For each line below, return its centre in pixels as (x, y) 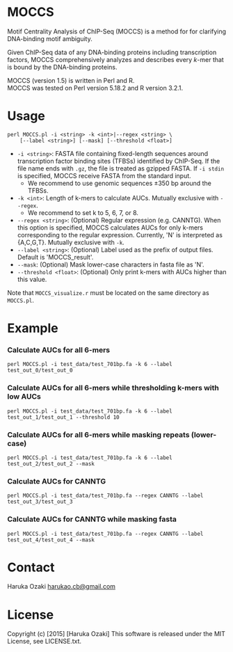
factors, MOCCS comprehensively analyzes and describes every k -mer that (115, 59)
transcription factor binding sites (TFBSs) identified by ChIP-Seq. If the (119, 161)
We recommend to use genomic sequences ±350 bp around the (120, 183)
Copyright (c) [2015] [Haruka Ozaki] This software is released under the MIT (116, 634)
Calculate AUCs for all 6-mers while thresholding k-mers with (113, 388)
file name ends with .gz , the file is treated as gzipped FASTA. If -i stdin (121, 168)
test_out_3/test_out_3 (40, 502)
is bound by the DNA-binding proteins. (62, 67)
